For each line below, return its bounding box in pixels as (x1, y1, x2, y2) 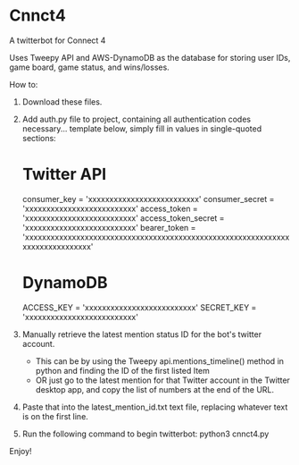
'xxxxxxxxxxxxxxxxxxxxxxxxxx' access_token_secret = (21, 212, 225, 224)
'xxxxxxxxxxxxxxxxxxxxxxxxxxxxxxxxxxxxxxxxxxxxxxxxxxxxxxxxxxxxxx (21, 232, 290, 242)
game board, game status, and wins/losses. (9, 62, 170, 72)
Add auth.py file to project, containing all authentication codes (21, 114, 252, 124)
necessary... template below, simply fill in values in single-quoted (21, 123, 262, 134)
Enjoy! (9, 445, 33, 456)
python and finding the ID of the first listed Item (35, 365, 210, 376)
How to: (9, 79, 38, 89)
